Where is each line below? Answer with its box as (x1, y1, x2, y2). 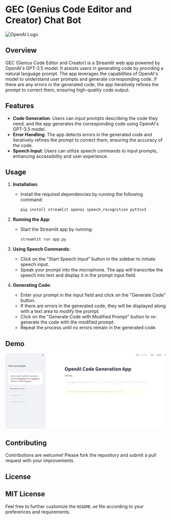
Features (5, 102, 34, 110)
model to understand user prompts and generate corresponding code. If (5, 76, 157, 82)
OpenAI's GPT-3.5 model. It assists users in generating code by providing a (5, 65, 164, 71)
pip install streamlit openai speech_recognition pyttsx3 (20, 207, 146, 212)
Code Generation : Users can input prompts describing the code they (12, 115, 158, 121)
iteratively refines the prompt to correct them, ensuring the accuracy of (12, 137, 163, 143)
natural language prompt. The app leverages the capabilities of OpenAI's (5, 70, 158, 77)
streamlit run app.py (20, 237, 66, 242)
